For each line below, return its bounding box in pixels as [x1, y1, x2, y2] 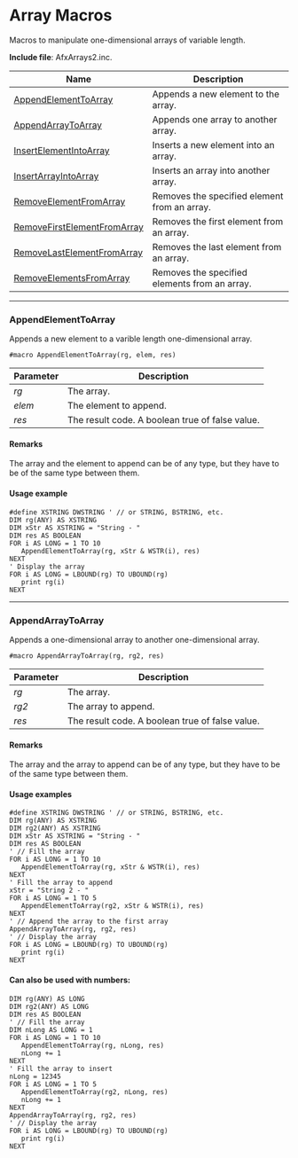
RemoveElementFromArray [13, 195, 126, 207]
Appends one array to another [152, 113, 278, 125]
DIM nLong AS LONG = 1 [9, 1025, 93, 1034]
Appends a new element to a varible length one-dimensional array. [9, 333, 253, 344]
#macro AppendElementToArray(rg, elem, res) [9, 351, 176, 360]
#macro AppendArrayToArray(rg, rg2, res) [9, 651, 165, 661]
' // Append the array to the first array [9, 917, 169, 927]
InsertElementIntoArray [13, 144, 110, 156]
